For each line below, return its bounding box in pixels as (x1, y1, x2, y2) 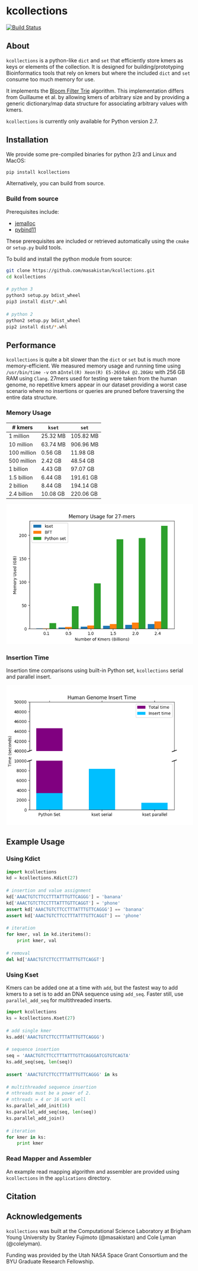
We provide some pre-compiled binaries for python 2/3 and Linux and (6, 150, 177, 158)
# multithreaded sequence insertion (6, 1084, 97, 1090)
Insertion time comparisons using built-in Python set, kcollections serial (6, 667, 184, 674)
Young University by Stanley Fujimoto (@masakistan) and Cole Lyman (6, 1234, 176, 1241)
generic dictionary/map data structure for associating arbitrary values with (6, 100, 188, 107)
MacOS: (6, 157, 26, 164)
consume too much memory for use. (6, 75, 95, 83)
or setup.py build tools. (6, 243, 63, 251)
